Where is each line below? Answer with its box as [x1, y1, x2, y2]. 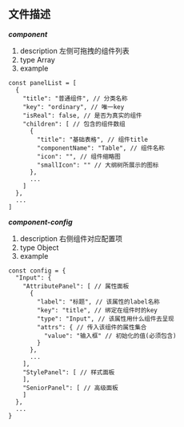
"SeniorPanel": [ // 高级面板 [22, 384, 118, 392]
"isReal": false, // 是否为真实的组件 [22, 111, 142, 119]
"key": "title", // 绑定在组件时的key [37, 306, 158, 314]
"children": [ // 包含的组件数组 [22, 119, 126, 128]
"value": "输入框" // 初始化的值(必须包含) [43, 332, 177, 340]
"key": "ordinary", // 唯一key [22, 103, 125, 111]
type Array [19, 54, 56, 64]
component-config [8, 217, 74, 227]
